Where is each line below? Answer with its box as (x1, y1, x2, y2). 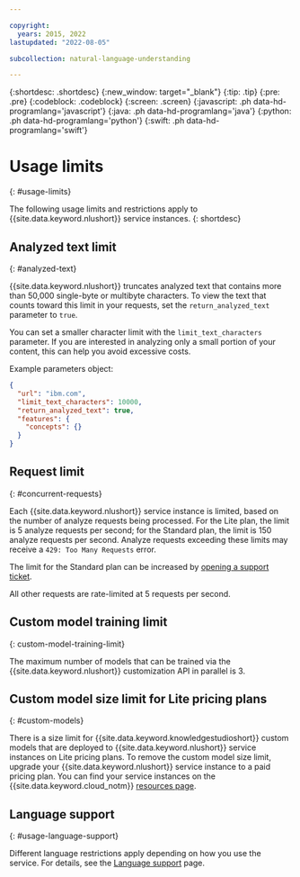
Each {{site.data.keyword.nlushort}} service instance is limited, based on (9, 505, 279, 516)
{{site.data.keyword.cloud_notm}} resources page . (9, 781, 197, 791)
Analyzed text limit (9, 240, 117, 255)
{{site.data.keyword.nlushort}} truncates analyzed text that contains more (9, 281, 282, 291)
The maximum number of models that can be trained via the (9, 655, 231, 666)
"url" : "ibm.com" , (17, 389, 87, 398)
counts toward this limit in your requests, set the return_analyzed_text (9, 300, 270, 311)
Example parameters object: (9, 364, 114, 374)
